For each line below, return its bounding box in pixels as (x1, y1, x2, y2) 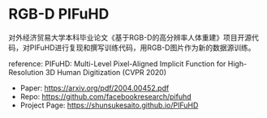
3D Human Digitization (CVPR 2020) (45, 67, 167, 77)
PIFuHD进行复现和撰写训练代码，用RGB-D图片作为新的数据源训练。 (29, 42, 256, 53)
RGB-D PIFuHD (8, 5, 110, 23)
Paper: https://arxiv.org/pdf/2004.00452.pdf (19, 82, 170, 93)
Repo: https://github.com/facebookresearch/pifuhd (19, 91, 192, 101)
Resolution (8, 67, 45, 77)
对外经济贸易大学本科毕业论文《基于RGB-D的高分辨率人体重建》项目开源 (8, 32, 252, 42)
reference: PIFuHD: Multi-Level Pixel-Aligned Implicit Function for (8, 58, 226, 69)
